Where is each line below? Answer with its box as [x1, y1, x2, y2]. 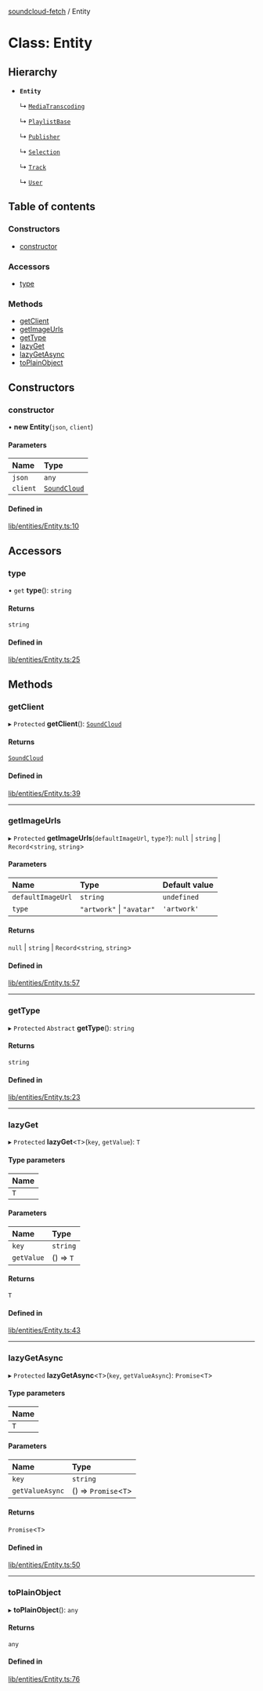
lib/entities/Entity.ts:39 [8, 788, 81, 798]
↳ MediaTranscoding [19, 101, 85, 111]
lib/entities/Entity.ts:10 [8, 521, 80, 531]
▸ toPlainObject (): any [8, 1605, 78, 1614]
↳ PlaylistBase [19, 117, 71, 126]
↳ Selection [19, 147, 60, 156]
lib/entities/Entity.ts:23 [8, 1093, 81, 1102]
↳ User [19, 177, 43, 187]
